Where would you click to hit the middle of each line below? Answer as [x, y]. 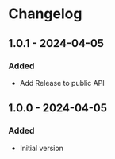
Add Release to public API [62, 83]
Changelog [45, 14]
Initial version [41, 148]
